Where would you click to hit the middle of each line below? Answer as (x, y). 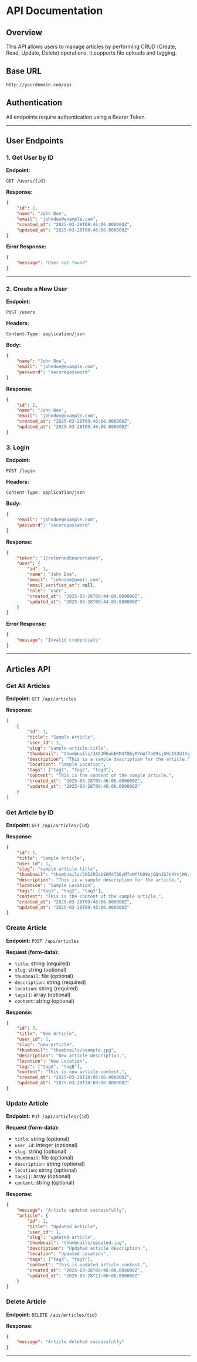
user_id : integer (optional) (46, 1145)
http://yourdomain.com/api (39, 85)
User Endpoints (35, 141)
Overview (24, 33)
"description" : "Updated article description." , (88, 1249)
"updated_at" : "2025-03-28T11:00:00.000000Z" (84, 1276)
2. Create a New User (37, 289)
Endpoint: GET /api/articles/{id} (48, 825)
